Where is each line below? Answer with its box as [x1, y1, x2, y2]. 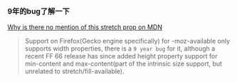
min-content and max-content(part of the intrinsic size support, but [24, 59, 223, 68]
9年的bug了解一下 [7, 6, 70, 16]
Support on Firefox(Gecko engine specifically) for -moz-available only [24, 37, 231, 46]
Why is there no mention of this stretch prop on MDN [7, 23, 162, 31]
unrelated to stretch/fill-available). [24, 67, 125, 76]
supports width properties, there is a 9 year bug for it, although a [24, 44, 216, 53]
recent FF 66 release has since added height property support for [24, 52, 218, 61]
